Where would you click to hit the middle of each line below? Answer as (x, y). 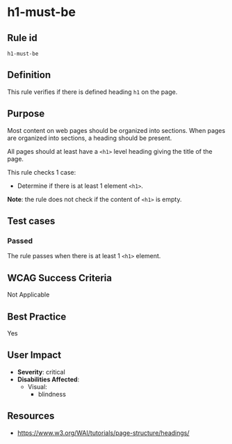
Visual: (37, 386)
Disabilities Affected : (48, 379)
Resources (31, 416)
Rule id (22, 38)
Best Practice (37, 316)
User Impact (34, 355)
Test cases (31, 221)
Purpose (26, 114)
